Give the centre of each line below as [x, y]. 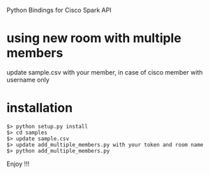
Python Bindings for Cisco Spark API [59, 10]
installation [40, 108]
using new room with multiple [94, 38]
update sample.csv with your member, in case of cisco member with [105, 72]
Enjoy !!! [18, 164]
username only [28, 79]
